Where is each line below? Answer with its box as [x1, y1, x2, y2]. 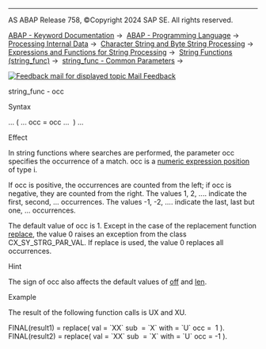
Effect [8, 132, 28, 142]
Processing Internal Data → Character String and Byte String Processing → [8, 39, 254, 48]
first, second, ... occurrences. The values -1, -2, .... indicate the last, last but [8, 198, 255, 206]
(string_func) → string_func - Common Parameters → [8, 56, 184, 65]
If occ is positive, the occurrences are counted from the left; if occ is [8, 180, 232, 190]
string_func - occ [8, 86, 65, 96]
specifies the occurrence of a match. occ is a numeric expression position [8, 156, 250, 166]
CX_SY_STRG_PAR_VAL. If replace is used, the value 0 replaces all [8, 238, 224, 247]
